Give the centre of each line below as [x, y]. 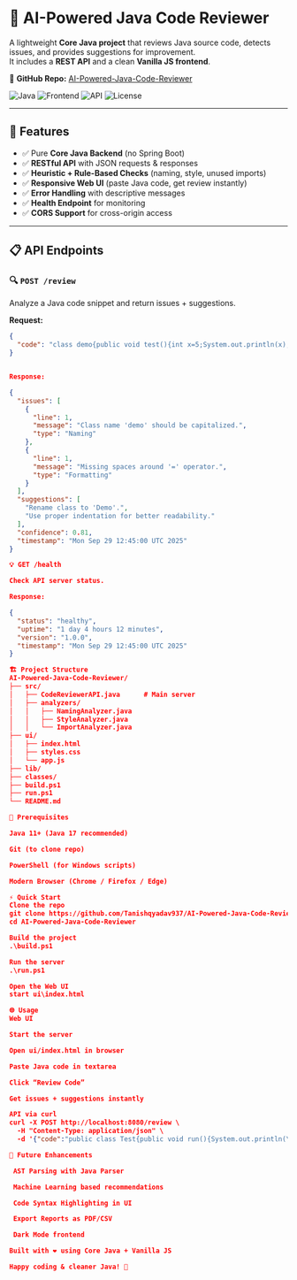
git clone [27, 914]
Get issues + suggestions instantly [76, 1099]
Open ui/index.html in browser [67, 1050]
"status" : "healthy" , [57, 621]
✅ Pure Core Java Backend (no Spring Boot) [103, 153]
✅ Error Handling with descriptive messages [103, 193]
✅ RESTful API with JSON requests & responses [110, 163]
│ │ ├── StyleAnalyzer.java [69, 719]
